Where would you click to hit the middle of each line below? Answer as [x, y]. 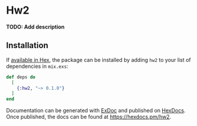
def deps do [21, 77]
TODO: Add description [35, 27]
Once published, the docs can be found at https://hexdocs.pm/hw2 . [89, 117]
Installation [27, 45]
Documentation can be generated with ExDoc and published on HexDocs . [96, 111]
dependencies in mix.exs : [37, 66]
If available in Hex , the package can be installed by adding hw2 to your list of [98, 59]
